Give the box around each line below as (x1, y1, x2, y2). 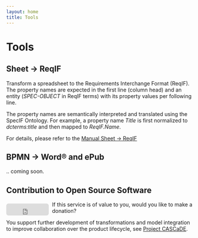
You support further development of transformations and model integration (6, 219, 190, 226)
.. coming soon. (6, 168, 45, 175)
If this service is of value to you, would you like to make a (52, 201, 193, 208)
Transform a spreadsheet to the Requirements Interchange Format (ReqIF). (6, 80, 190, 87)
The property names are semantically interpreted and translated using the (6, 110, 188, 117)
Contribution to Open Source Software (6, 185, 152, 195)
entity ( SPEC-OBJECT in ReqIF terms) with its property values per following (6, 92, 192, 99)
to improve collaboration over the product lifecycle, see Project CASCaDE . (6, 225, 188, 233)
